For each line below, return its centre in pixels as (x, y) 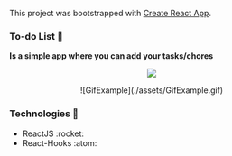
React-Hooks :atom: (60, 142)
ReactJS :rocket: (53, 133)
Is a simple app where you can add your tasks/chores (111, 56)
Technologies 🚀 (44, 114)
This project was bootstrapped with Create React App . (111, 13)
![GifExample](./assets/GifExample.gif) (152, 90)
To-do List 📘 (37, 36)
